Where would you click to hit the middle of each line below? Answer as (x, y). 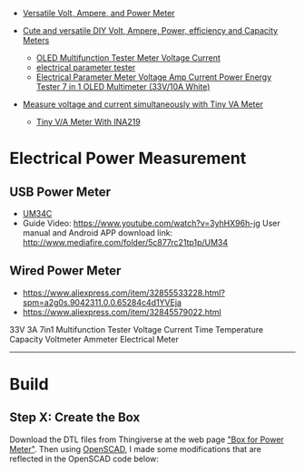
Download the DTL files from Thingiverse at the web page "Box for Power (147, 439)
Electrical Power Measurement (128, 159)
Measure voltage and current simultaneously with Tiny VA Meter (143, 104)
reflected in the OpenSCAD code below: (84, 459)
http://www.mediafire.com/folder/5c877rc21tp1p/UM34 (125, 242)
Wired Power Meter (65, 271)
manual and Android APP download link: (98, 233)
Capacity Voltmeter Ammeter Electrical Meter (94, 339)
